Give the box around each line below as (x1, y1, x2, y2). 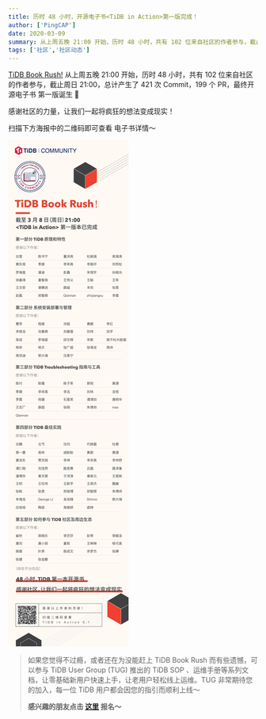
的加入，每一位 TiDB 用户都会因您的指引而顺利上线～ (27, 685, 200, 694)
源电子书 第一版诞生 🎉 (8, 89, 80, 99)
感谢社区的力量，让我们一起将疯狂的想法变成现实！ (8, 107, 175, 116)
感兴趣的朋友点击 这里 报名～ (27, 702, 122, 712)
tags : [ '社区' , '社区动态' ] (8, 46, 90, 55)
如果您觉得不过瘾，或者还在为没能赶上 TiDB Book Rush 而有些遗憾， (27, 656, 251, 665)
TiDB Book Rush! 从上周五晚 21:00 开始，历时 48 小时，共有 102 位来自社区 (8, 70, 253, 79)
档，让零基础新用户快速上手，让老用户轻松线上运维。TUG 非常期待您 (27, 675, 253, 685)
